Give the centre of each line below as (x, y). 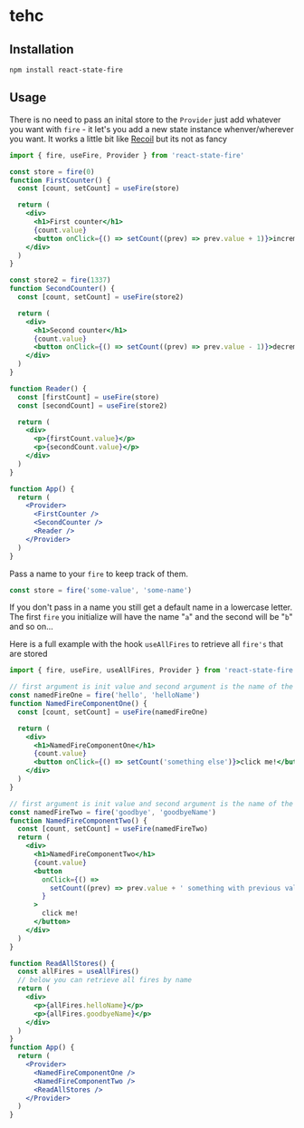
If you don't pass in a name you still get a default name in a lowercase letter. (151, 607)
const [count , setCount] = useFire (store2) (100, 297)
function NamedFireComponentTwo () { (78, 821)
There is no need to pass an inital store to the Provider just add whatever (145, 120)
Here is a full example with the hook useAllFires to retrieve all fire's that (146, 644)
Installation (42, 49)
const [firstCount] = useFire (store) (89, 397)
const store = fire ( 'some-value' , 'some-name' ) (101, 590)
